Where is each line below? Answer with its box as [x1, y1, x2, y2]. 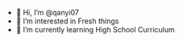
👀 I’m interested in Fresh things [15, 16, 119, 26]
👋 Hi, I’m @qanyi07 [15, 8, 79, 17]
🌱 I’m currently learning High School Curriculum [15, 25, 175, 34]
